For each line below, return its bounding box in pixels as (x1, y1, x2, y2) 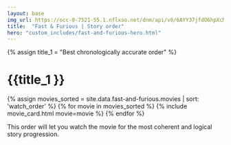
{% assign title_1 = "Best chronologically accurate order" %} (7, 48, 177, 56)
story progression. (7, 130, 60, 138)
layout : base (7, 10, 45, 17)
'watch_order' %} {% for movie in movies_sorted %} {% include (7, 102, 188, 111)
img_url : (7, 16, 32, 23)
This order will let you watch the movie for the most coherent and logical (7, 123, 212, 131)
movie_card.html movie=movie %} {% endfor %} (7, 109, 145, 118)
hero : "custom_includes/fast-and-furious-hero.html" (7, 29, 162, 36)
